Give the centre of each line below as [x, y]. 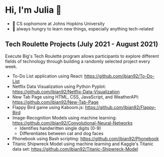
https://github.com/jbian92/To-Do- [119, 76]
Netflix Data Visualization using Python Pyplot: [59, 86]
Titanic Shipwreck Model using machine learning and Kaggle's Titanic [83, 144]
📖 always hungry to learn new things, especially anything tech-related [83, 28]
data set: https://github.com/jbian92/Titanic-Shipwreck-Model [75, 149]
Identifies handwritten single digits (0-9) [60, 128]
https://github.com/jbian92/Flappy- [121, 107]
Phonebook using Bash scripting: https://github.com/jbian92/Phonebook [85, 138]
